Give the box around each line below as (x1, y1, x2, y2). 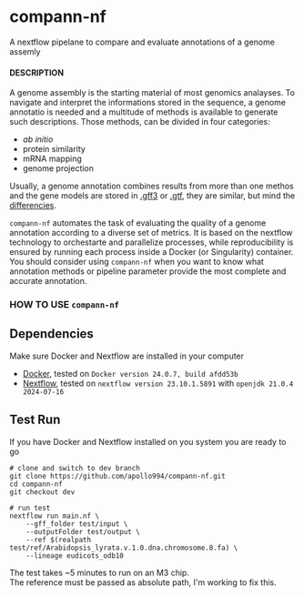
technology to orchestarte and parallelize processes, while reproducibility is (9, 237, 294, 248)
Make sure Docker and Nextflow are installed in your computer (9, 350, 244, 361)
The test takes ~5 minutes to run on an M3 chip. (9, 567, 189, 578)
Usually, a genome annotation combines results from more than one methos (9, 180, 294, 192)
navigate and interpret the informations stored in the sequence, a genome (9, 97, 287, 108)
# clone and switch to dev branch (9, 463, 141, 472)
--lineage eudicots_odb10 (25, 551, 125, 561)
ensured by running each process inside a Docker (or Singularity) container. (9, 247, 294, 258)
